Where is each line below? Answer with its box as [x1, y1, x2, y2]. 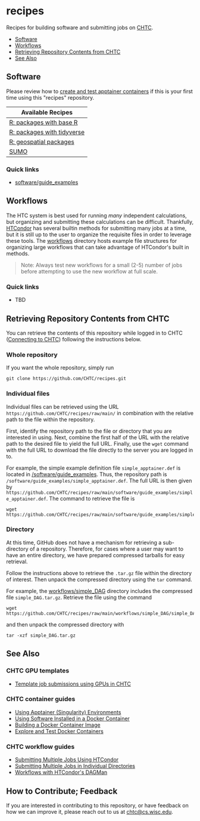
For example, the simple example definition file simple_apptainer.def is [6, 464, 181, 471]
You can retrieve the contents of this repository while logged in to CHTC [6, 329, 183, 337]
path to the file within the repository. [6, 416, 95, 423]
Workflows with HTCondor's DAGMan [14, 768, 108, 776]
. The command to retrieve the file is [46, 495, 135, 502]
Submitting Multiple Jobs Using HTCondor [14, 756, 119, 763]
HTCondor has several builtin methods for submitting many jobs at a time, [6, 224, 187, 232]
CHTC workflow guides [6, 742, 75, 751]
